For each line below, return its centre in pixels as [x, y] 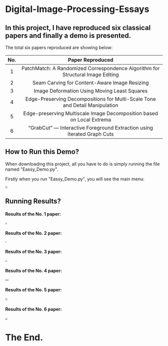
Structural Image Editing [90, 75]
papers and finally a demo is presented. [68, 35]
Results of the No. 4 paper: [34, 270]
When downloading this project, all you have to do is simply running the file [82, 164]
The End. [24, 337]
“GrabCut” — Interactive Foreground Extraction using [91, 128]
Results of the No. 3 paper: [33, 251]
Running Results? [33, 201]
